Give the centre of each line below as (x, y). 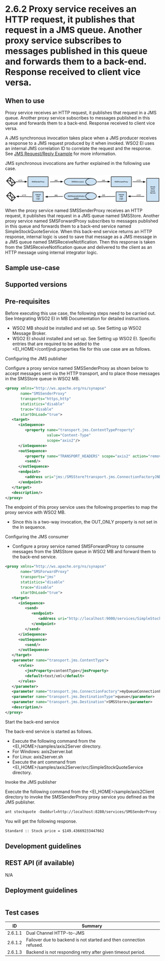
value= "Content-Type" (69, 436)
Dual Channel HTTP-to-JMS (55, 933)
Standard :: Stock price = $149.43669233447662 (55, 831)
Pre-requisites (27, 301)
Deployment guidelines (41, 891)
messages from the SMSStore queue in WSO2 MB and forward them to (84, 552)
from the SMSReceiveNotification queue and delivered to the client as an (79, 247)
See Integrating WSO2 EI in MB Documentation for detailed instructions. (78, 319)
